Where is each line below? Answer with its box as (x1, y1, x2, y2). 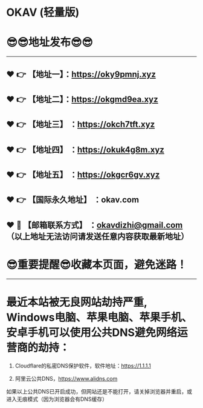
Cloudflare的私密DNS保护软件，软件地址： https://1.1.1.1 (14, 362, 151, 369)
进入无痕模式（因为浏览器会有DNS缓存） (6, 395, 108, 403)
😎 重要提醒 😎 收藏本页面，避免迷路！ (6, 258, 187, 272)
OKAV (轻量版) (6, 5, 80, 19)
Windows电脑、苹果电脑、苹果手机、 (6, 310, 192, 324)
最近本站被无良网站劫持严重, (6, 295, 147, 309)
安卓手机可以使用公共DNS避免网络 (6, 326, 177, 339)
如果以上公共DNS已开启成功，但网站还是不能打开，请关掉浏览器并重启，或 (6, 387, 192, 395)
